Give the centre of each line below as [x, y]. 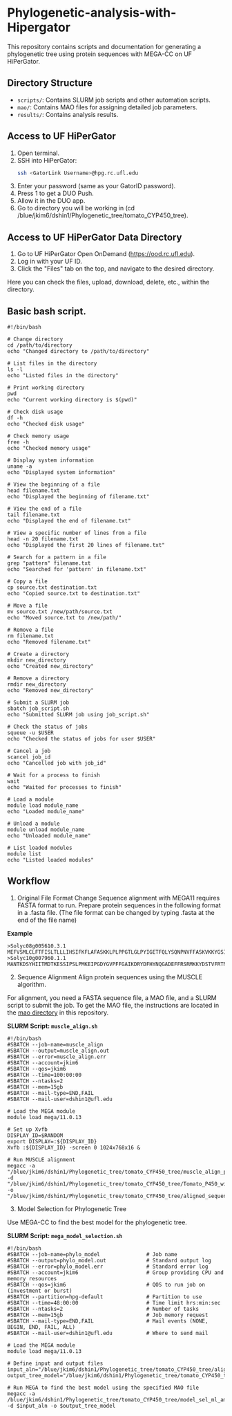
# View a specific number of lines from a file [77, 533]
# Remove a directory [38, 679]
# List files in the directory [52, 364]
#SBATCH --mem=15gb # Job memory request [108, 1315]
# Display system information [51, 461]
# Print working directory [46, 388]
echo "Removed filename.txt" [49, 642]
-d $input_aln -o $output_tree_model [61, 1406]
